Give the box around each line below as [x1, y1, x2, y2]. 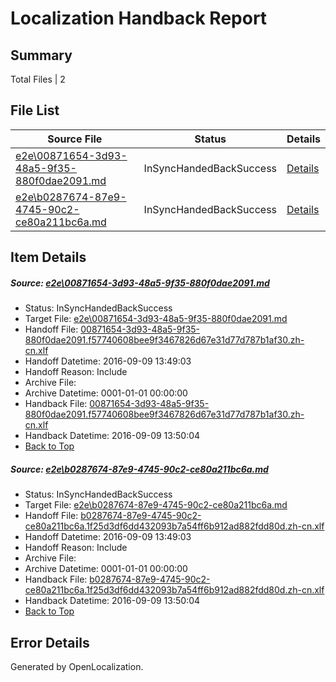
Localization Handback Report [10, 7, 268, 30]
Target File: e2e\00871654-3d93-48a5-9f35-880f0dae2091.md [24, 313, 288, 325]
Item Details [10, 249, 87, 266]
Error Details [10, 634, 90, 651]
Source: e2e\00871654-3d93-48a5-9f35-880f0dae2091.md [10, 277, 270, 289]
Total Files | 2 [10, 73, 66, 85]
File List [10, 102, 60, 119]
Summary [10, 47, 73, 64]
